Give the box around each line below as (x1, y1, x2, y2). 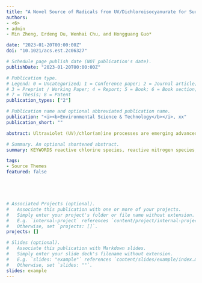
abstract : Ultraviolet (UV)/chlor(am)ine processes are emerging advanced (6, 130, 198, 136)
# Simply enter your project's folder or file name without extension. (6, 212, 195, 218)
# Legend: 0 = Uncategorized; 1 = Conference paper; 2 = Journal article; (6, 81, 198, 87)
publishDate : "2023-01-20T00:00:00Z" (6, 64, 101, 70)
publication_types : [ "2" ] (6, 98, 71, 104)
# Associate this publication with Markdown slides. (6, 245, 147, 252)
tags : (6, 158, 20, 164)
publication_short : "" (6, 119, 63, 125)
